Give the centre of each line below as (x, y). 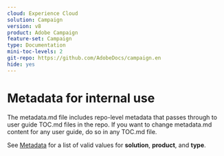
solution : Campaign (35, 20)
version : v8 (24, 26)
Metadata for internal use (81, 98)
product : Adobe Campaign (43, 32)
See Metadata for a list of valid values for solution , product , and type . (107, 145)
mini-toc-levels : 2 (35, 52)
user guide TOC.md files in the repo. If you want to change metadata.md (110, 125)
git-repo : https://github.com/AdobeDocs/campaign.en (84, 58)
